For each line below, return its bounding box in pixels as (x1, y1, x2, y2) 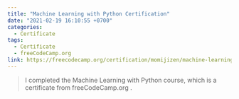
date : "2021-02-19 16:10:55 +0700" (7, 17, 113, 24)
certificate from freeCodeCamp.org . (24, 83, 133, 92)
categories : (7, 23, 43, 30)
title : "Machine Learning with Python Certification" (7, 10, 171, 18)
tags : (7, 37, 23, 44)
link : (7, 57, 23, 64)
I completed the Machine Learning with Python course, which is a (24, 76, 217, 84)
